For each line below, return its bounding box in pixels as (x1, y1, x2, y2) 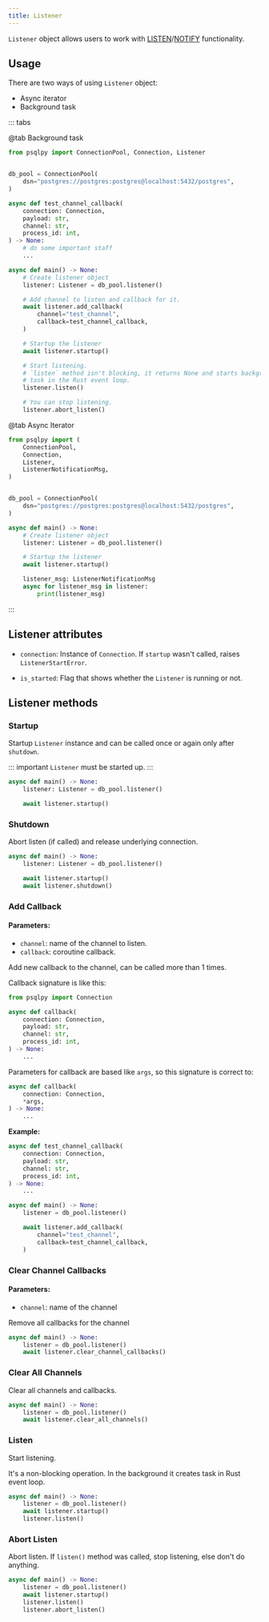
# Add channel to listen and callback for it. (22, 296, 181, 304)
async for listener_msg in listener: (22, 582, 149, 591)
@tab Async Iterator (8, 420, 74, 429)
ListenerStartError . (19, 658, 87, 667)
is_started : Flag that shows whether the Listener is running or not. (19, 673, 243, 682)
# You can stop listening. (22, 398, 113, 407)
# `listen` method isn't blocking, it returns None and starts (22, 369, 239, 377)
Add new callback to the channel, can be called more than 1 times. (8, 962, 227, 972)
